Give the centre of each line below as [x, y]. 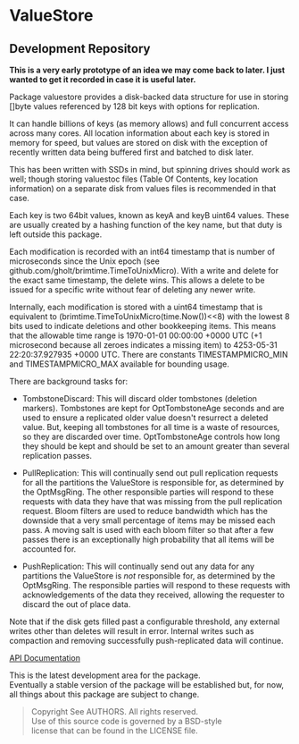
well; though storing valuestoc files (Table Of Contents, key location [134, 179]
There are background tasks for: [69, 381]
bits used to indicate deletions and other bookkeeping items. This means [143, 326]
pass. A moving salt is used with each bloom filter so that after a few [148, 530]
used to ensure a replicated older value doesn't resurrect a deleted [145, 418]
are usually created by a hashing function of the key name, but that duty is [146, 225]
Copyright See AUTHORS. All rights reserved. [115, 711]
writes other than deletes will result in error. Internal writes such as [132, 631]
